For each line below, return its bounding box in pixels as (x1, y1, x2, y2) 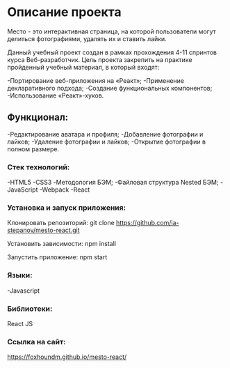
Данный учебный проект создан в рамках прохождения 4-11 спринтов (7, 48, 217, 56)
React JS (7, 319, 33, 328)
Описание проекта (7, 4, 122, 20)
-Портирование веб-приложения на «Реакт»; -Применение (7, 76, 184, 84)
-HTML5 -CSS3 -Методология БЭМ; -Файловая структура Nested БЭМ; (7, 178, 219, 187)
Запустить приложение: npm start (7, 253, 108, 261)
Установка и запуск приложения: (7, 203, 126, 213)
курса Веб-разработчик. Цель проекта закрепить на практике (7, 55, 192, 63)
